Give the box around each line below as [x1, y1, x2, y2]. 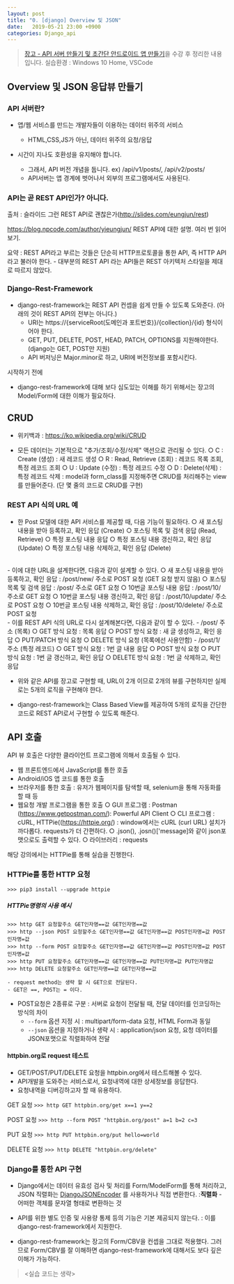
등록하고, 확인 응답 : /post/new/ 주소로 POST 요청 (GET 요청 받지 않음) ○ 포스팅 [7, 574, 226, 583]
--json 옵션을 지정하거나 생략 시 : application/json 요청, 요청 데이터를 [27, 1025, 218, 1033]
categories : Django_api [7, 29, 77, 37]
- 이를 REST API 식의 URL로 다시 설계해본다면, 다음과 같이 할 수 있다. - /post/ [7, 618, 218, 627]
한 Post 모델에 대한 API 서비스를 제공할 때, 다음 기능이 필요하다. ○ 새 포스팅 [17, 517, 224, 525]
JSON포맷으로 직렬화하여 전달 [27, 1034, 110, 1043]
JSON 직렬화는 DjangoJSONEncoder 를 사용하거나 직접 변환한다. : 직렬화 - [17, 1190, 222, 1199]
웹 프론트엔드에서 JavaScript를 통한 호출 [17, 766, 129, 775]
